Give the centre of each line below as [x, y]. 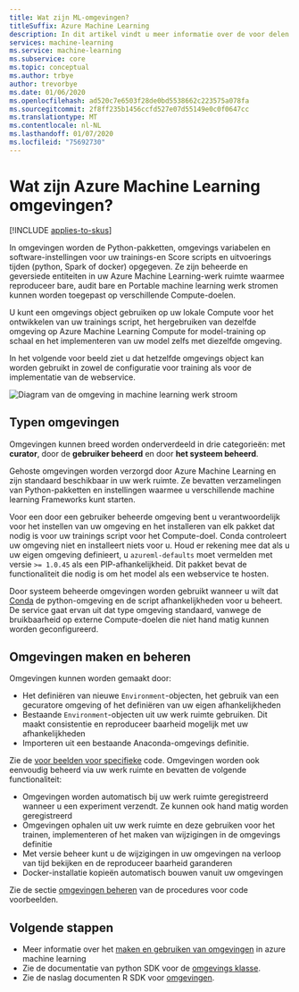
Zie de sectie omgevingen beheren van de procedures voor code [129, 890]
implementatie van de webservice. [73, 377]
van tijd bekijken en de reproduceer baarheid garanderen [127, 863]
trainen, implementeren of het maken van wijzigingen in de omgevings [151, 835]
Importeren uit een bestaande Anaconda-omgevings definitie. [136, 744]
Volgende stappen [62, 927]
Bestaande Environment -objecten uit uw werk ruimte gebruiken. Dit [145, 715]
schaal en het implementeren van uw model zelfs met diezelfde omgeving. [146, 340]
